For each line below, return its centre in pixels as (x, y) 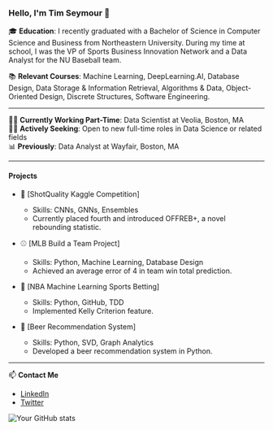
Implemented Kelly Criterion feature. (93, 311)
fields (18, 137)
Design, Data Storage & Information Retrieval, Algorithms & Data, (117, 88)
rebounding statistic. (67, 227)
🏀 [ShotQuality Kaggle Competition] (80, 193)
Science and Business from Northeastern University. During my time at (127, 43)
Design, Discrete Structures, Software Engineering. (125, 97)
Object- (239, 88)
